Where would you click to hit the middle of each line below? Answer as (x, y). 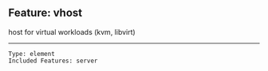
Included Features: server (53, 61)
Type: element (32, 54)
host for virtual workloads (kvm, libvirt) (72, 32)
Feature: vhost (45, 13)
